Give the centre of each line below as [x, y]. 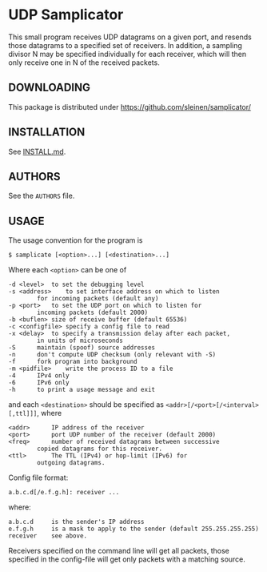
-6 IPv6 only [39, 383]
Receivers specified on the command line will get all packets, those [119, 551]
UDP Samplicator [66, 15]
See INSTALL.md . [37, 151]
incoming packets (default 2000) [93, 313]
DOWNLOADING [49, 88]
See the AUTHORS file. [42, 196]
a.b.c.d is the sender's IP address [77, 522]
